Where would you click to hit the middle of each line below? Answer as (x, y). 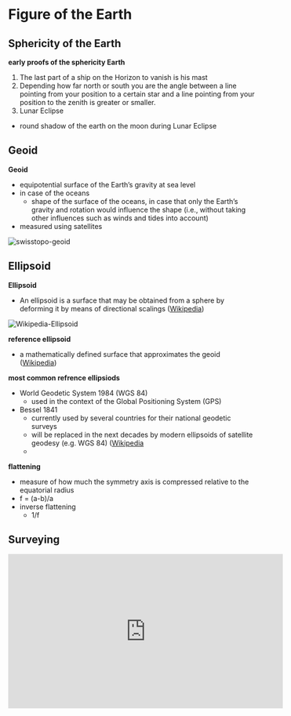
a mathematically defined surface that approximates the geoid (120, 354)
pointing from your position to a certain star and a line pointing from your (137, 94)
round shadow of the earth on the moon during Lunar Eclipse (118, 126)
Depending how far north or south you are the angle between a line (128, 85)
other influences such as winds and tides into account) (120, 218)
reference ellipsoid (40, 339)
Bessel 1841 (38, 409)
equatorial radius (47, 490)
